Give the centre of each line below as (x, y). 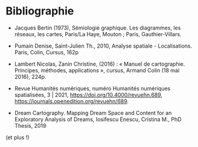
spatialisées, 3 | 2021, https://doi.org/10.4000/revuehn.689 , (88, 95)
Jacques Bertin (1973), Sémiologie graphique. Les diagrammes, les (97, 28)
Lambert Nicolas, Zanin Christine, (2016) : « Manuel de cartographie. (100, 64)
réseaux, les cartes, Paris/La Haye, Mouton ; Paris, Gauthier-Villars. (98, 34)
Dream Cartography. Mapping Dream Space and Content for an (93, 113)
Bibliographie (40, 11)
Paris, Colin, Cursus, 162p (46, 52)
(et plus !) (18, 137)
